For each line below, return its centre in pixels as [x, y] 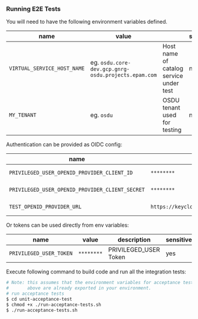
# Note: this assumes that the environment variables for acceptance [93, 283]
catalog [173, 69]
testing [172, 130]
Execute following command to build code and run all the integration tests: [96, 272]
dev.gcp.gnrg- [110, 69]
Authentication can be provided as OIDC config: [64, 144]
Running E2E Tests [33, 9]
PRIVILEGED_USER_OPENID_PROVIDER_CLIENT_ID [71, 173]
